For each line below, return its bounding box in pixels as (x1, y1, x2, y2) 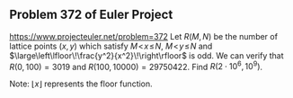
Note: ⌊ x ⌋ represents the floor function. (9, 78, 153, 89)
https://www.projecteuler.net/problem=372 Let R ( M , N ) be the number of (9, 31, 279, 41)
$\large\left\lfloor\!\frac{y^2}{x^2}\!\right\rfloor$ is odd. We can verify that (9, 49, 285, 61)
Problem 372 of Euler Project (9, 7, 173, 22)
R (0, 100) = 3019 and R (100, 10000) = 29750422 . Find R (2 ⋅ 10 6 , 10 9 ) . (9, 59, 263, 72)
